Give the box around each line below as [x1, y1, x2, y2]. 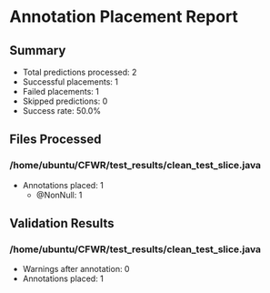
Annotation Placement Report [9, 6, 239, 27]
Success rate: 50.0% [22, 106, 102, 116]
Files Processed [9, 132, 102, 147]
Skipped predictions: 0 [22, 96, 108, 106]
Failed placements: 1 [22, 86, 100, 96]
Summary [9, 43, 66, 58]
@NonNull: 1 [35, 189, 83, 200]
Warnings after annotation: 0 [22, 264, 130, 275]
